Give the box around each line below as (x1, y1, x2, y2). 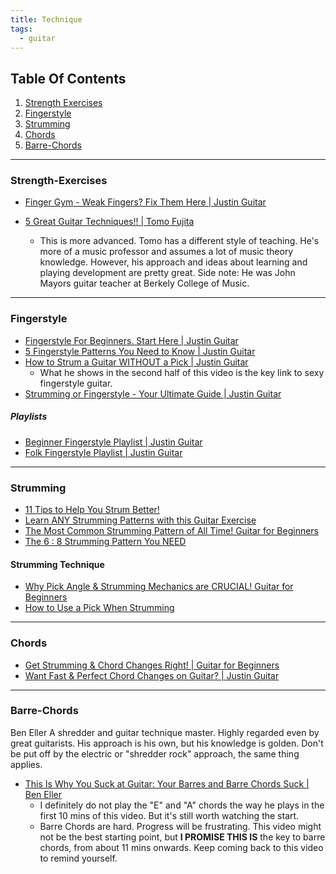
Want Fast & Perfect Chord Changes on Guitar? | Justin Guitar (24, 669, 280, 681)
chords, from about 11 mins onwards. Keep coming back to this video (39, 841, 324, 853)
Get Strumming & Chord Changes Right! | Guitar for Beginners (24, 659, 280, 671)
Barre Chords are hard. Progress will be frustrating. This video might (39, 820, 322, 832)
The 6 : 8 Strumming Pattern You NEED (24, 536, 187, 548)
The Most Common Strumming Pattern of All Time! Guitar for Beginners (24, 525, 320, 537)
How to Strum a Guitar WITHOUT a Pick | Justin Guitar (24, 356, 249, 368)
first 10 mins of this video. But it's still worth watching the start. (39, 809, 300, 821)
